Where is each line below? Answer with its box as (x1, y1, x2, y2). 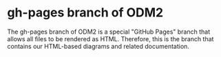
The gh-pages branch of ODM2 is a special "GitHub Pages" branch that (7, 27, 211, 36)
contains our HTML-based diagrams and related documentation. (7, 42, 189, 50)
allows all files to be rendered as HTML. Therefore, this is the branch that (7, 34, 214, 43)
